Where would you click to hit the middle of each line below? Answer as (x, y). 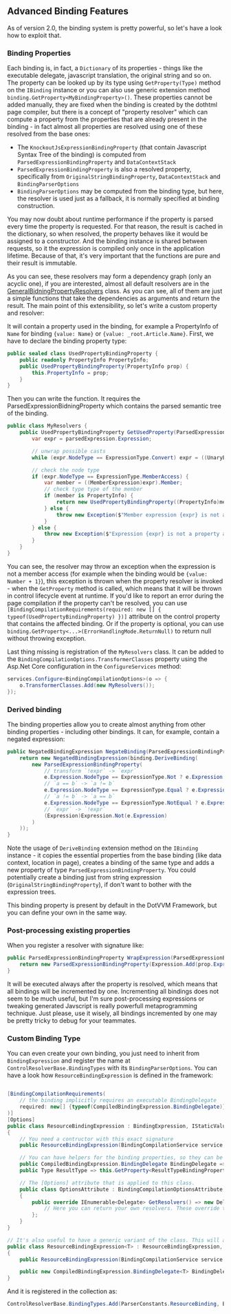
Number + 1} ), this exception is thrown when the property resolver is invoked (115, 581)
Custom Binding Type (44, 1038)
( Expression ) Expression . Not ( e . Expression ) (106, 815)
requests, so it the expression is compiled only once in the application (106, 249)
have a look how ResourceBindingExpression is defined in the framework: (110, 1075)
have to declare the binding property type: (67, 341)
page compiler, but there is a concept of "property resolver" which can (108, 112)
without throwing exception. (47, 638)
